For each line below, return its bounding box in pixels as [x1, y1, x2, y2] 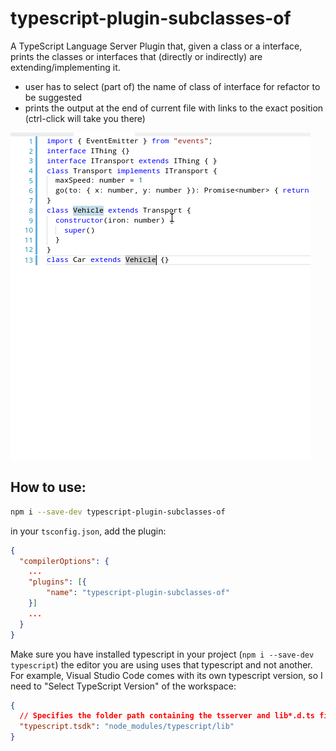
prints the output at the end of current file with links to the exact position [24, 102, 324, 114]
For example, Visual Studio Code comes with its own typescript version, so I [10, 669, 323, 681]
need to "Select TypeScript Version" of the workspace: [10, 680, 237, 692]
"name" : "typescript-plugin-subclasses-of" [46, 588, 230, 598]
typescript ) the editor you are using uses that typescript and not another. [10, 658, 313, 671]
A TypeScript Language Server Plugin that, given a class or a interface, [10, 40, 303, 52]
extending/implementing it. [10, 61, 121, 73]
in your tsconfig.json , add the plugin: [10, 525, 167, 537]
